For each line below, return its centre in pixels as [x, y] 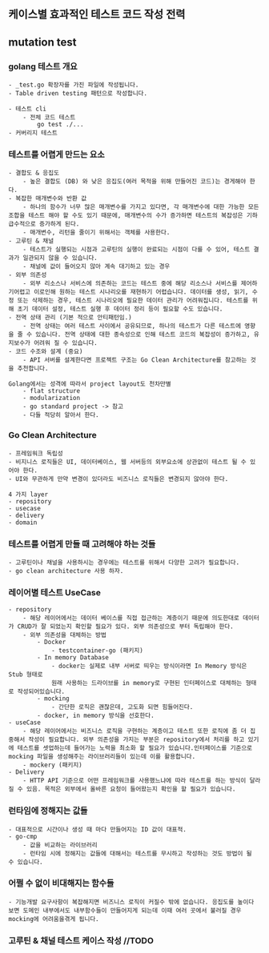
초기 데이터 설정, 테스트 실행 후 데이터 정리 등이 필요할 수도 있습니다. [120, 309]
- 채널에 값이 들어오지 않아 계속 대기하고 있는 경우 [96, 266]
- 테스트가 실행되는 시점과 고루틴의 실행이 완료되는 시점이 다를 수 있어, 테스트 [137, 250]
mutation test [42, 42]
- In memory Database [73, 658]
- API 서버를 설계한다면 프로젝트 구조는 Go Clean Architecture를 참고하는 [135, 360]
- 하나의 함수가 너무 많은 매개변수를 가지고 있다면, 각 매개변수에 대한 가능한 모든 [141, 207]
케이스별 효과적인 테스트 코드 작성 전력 [97, 14]
